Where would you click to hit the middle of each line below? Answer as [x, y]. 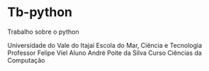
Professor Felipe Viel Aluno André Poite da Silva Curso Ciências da [104, 53]
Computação [26, 60]
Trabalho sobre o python [43, 32]
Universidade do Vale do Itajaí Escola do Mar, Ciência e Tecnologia [105, 45]
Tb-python [40, 12]
